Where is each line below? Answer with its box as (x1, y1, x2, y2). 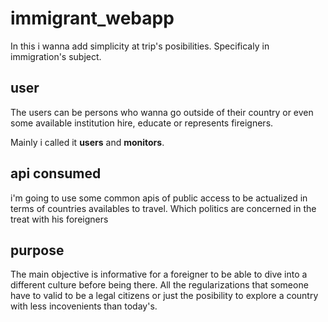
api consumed (10, 165, 102, 182)
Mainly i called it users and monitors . (10, 136, 165, 148)
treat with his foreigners (10, 213, 109, 225)
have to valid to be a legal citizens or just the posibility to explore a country (10, 290, 319, 302)
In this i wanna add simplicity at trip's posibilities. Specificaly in (10, 40, 270, 52)
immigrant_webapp (10, 7, 175, 30)
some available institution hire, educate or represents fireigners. (10, 117, 274, 129)
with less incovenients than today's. (10, 300, 158, 312)
